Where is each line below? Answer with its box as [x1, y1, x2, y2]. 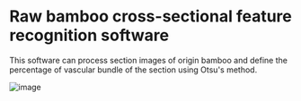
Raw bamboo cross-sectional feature [9, 6, 292, 27]
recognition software [9, 25, 169, 46]
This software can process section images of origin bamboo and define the [9, 55, 288, 65]
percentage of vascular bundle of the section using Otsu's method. [9, 64, 258, 75]
